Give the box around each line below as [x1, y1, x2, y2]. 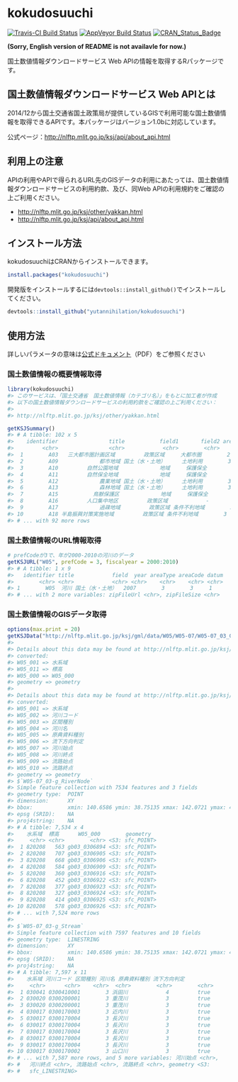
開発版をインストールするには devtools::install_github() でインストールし [7, 285, 227, 294]
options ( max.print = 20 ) [7, 626, 81, 633]
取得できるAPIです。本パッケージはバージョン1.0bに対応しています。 [19, 117, 220, 126]
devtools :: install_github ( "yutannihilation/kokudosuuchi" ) [7, 308, 186, 316]
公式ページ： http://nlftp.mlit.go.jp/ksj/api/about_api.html [7, 133, 171, 141]
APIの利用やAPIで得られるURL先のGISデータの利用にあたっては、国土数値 [7, 175, 223, 184]
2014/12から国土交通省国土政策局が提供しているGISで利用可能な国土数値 [7, 108, 221, 117]
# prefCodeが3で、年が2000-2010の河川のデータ [7, 552, 135, 559]
